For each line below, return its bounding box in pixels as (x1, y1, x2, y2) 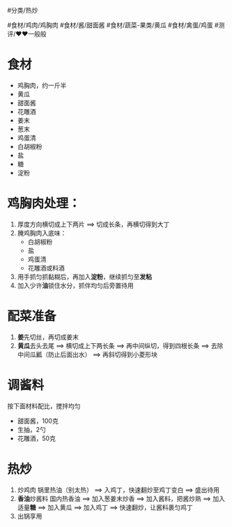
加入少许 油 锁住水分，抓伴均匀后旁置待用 (17, 281, 134, 289)
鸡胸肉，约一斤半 (17, 81, 67, 89)
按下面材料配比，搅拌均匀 (7, 401, 81, 410)
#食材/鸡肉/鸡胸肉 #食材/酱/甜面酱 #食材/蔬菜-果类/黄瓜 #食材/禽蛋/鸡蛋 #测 (7, 21, 225, 29)
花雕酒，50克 (17, 434, 56, 442)
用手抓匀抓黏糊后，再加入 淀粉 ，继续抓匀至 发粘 (17, 272, 152, 281)
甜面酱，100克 (17, 417, 59, 425)
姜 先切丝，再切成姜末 (17, 333, 79, 341)
